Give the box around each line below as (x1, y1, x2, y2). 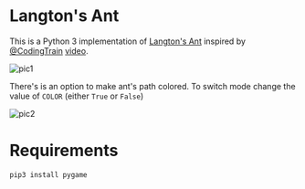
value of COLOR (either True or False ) (9, 90, 144, 101)
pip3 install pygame (9, 170, 89, 179)
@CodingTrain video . (9, 45, 89, 56)
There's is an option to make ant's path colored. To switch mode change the (9, 80, 296, 91)
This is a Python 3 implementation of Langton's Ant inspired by (9, 36, 247, 47)
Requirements (9, 141, 119, 161)
